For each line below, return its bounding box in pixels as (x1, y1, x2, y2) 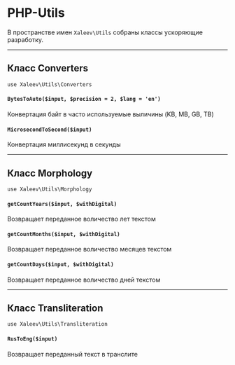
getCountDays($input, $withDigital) (7, 261, 114, 268)
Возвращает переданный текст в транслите (7, 350, 138, 358)
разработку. (7, 35, 44, 43)
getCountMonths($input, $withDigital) (7, 230, 120, 237)
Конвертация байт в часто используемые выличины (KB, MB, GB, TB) (7, 110, 215, 118)
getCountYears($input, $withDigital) (7, 200, 117, 207)
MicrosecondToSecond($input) (7, 126, 92, 133)
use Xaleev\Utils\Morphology (7, 186, 92, 193)
